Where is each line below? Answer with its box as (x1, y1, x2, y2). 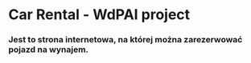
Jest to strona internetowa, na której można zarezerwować (8, 34, 243, 45)
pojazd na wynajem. (8, 44, 89, 55)
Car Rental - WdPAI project (8, 6, 191, 24)
